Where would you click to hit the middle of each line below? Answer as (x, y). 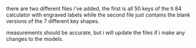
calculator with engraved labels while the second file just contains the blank (98, 15)
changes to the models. (35, 39)
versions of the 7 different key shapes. (53, 21)
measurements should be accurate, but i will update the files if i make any (96, 33)
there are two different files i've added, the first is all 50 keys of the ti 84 (94, 9)
